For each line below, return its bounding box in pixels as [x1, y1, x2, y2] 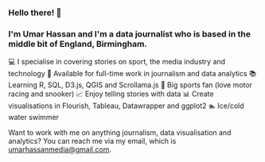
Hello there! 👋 [8, 7, 62, 18]
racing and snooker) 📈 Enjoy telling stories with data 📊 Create [8, 89, 214, 98]
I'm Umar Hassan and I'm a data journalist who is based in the [8, 28, 251, 39]
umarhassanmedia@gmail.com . [8, 145, 111, 154]
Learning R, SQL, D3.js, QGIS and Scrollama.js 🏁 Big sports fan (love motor [8, 80, 253, 90]
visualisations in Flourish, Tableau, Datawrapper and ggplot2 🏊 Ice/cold [8, 101, 244, 110]
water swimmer [8, 113, 60, 122]
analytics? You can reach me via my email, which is [8, 137, 177, 146]
